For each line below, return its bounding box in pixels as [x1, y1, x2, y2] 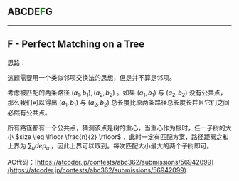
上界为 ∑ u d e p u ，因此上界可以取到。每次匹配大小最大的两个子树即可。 [7, 142, 213, 152]
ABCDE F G [7, 6, 53, 18]
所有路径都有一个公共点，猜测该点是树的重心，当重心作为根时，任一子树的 [7, 124, 225, 133]
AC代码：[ [7, 158, 38, 167]
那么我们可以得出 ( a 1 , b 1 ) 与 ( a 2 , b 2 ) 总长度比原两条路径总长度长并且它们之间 [7, 98, 230, 109]
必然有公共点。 [7, 108, 51, 117]
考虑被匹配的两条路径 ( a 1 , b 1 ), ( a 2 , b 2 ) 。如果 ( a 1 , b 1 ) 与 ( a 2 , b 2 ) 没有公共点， [7, 88, 227, 98]
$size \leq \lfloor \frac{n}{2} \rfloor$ [15, 133, 122, 141]
